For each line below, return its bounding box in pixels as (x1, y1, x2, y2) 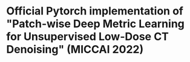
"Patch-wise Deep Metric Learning (6, 17, 185, 31)
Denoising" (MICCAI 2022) (6, 43, 144, 57)
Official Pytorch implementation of (6, 4, 183, 18)
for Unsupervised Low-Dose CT (6, 30, 169, 43)
